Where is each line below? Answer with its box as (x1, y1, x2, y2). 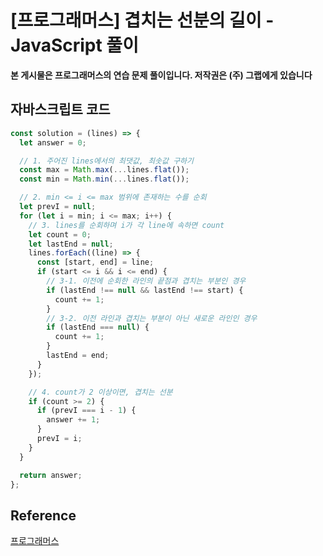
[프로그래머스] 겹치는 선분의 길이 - (10, 9, 275, 32)
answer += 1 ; (46, 415, 101, 425)
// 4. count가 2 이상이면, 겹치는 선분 (28, 387, 173, 397)
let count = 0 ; (28, 229, 92, 240)
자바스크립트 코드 (10, 101, 111, 118)
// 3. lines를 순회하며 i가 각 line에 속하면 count (28, 220, 225, 230)
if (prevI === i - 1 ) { (36, 406, 137, 416)
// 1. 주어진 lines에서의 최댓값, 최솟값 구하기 (19, 156, 194, 166)
